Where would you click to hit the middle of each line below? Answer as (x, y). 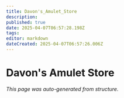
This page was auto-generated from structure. (62, 89)
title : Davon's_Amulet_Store (42, 11)
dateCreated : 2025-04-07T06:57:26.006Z (55, 44)
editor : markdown (27, 38)
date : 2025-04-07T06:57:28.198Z (45, 28)
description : (22, 17)
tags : (13, 33)
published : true (26, 22)
